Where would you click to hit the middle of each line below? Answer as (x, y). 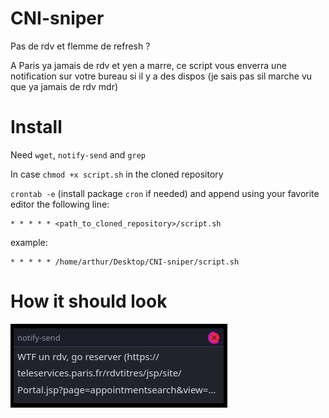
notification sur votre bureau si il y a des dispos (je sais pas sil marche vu (161, 76)
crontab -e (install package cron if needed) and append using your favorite (165, 193)
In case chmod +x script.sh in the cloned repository (117, 174)
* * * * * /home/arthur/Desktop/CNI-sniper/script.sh (125, 262)
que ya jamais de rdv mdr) (64, 86)
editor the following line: (60, 204)
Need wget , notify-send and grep (78, 154)
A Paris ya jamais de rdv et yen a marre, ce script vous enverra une (148, 65)
